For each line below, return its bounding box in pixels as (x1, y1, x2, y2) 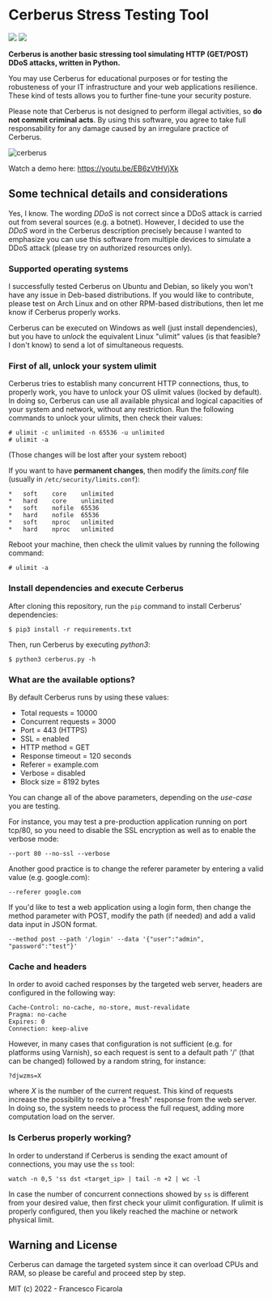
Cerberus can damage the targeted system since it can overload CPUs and (8, 1260, 259, 1269)
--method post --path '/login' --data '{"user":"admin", (8, 935, 205, 943)
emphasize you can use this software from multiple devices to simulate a (8, 234, 251, 244)
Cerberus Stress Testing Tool (8, 6, 209, 24)
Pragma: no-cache (8, 1010, 67, 1019)
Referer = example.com (19, 759, 99, 769)
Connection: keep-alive (8, 1025, 89, 1033)
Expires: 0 (8, 1018, 45, 1026)
